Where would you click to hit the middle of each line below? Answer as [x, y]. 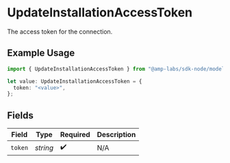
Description [116, 135]
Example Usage [41, 53]
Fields [21, 115]
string [44, 147]
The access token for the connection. [60, 32]
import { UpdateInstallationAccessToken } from [76, 69]
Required [75, 135]
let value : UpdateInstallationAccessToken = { [75, 81]
